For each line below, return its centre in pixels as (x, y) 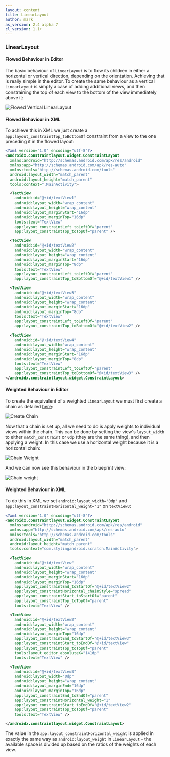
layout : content (22, 10)
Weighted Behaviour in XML (35, 489)
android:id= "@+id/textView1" (45, 198)
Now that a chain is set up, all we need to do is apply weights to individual (83, 426)
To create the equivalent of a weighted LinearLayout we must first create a (84, 401)
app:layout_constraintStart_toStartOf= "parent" (66, 596)
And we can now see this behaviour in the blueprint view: (66, 468)
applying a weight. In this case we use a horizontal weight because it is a (82, 442)
